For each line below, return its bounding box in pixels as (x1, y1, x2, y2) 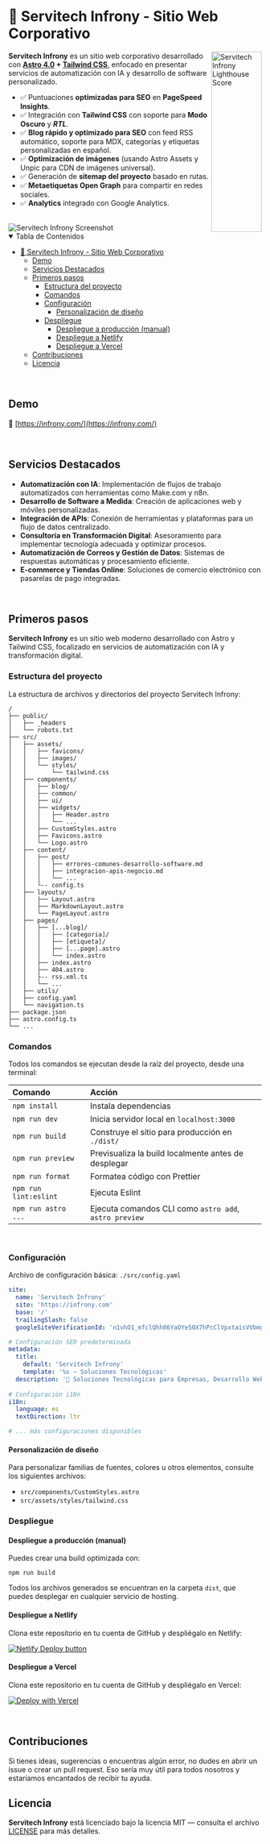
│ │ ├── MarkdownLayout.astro (8, 902, 125, 910)
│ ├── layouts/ (8, 888, 67, 896)
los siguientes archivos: (8, 1471, 87, 1481)
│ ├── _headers (8, 719, 67, 727)
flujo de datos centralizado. (19, 521, 111, 531)
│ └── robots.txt (8, 725, 74, 734)
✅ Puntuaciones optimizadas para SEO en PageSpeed (19, 92, 202, 102)
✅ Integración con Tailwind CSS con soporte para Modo (19, 110, 207, 119)
